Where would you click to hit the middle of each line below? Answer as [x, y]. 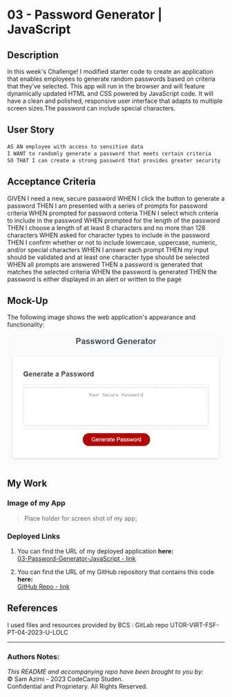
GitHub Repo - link [43, 586]
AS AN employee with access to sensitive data [75, 146]
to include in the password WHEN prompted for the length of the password [114, 220]
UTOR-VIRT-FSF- [195, 624]
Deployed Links [34, 536]
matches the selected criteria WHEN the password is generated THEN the [112, 271]
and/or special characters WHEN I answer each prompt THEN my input [108, 249]
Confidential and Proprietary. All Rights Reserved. [78, 687]
